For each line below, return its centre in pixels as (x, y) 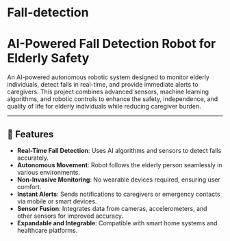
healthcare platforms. (47, 230)
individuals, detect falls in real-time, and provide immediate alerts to (103, 85)
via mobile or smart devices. (57, 201)
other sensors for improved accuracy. (70, 216)
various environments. (49, 172)
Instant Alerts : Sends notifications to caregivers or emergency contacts (118, 194)
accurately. (33, 158)
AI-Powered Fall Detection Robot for (112, 44)
